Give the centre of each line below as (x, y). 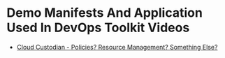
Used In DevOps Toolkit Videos (98, 28)
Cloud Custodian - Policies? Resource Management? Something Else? (117, 47)
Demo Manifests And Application (105, 13)
